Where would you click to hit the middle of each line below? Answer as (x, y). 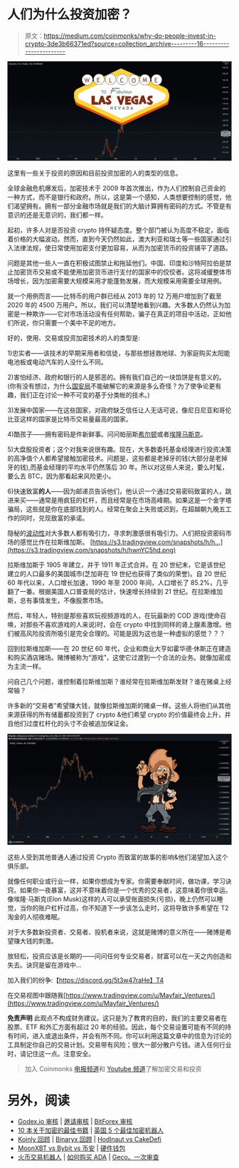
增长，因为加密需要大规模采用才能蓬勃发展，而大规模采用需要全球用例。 (119, 281)
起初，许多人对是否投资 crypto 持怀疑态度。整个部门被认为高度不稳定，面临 (118, 230)
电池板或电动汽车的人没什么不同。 (57, 362)
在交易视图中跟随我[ (37, 995)
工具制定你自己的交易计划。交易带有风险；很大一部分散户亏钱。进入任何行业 (119, 1045)
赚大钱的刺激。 (35, 941)
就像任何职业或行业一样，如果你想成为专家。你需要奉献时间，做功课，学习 (116, 881)
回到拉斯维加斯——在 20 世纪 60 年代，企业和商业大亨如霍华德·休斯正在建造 (119, 648)
